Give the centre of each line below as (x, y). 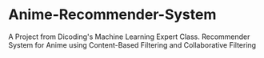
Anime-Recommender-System (112, 15)
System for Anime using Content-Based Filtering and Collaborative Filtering (132, 44)
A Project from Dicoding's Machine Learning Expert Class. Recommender (129, 37)
